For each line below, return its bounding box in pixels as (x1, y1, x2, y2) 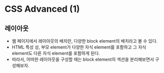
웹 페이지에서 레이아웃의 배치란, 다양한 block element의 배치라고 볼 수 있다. (11, 38, 158, 44)
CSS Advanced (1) (4, 3, 80, 15)
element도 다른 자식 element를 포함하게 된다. (11, 50, 100, 56)
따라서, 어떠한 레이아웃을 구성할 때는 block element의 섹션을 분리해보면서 (11, 56, 154, 62)
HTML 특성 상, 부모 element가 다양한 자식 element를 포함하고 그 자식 (11, 44, 146, 50)
